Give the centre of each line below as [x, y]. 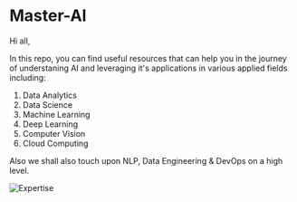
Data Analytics [49, 95]
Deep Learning [50, 124]
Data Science [48, 104]
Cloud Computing [55, 143]
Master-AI [48, 16]
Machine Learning [56, 114]
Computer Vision [54, 133]
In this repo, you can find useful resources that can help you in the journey [148, 58]
